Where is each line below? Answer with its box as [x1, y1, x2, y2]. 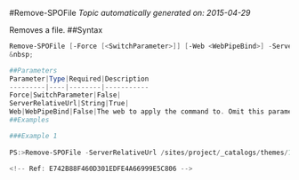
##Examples [9, 115, 50, 124]
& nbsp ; [9, 50, 34, 59]
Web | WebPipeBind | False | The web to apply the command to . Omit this [9, 107, 265, 116]
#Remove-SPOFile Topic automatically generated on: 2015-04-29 [9, 8, 251, 18]
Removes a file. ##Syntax [9, 25, 103, 35]
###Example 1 [9, 131, 58, 140]
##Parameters [9, 66, 58, 74]
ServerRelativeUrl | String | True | [9, 99, 129, 108]
